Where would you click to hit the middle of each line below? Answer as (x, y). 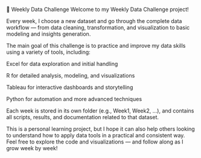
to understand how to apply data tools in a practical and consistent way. (96, 135)
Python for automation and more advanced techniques (74, 99)
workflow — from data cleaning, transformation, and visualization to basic (98, 28)
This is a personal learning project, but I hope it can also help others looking (101, 129)
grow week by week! (32, 148)
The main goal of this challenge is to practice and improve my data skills (96, 46)
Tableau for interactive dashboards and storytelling (70, 87)
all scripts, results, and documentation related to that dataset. (82, 117)
